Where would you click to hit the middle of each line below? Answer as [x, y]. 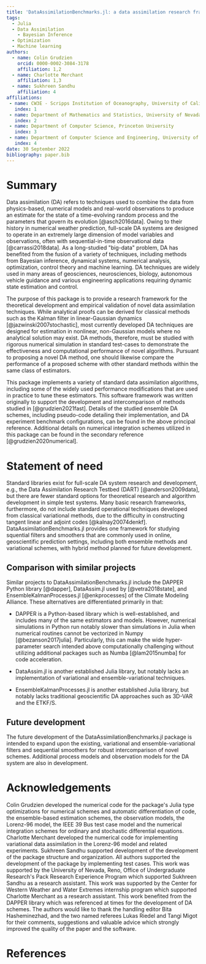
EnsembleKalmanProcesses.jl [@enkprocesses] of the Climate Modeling [97, 596]
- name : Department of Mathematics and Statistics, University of [96, 115]
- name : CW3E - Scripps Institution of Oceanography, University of [98, 103]
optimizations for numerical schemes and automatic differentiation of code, [101, 811]
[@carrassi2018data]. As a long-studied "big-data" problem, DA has [92, 248]
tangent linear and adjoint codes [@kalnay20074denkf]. [77, 522]
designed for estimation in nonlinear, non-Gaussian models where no [93, 332]
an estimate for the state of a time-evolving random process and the [93, 215]
